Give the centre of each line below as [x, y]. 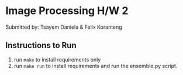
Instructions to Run [41, 45]
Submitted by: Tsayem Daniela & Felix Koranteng [64, 27]
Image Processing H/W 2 [67, 11]
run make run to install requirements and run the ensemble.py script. [96, 66]
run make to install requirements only [57, 59]
